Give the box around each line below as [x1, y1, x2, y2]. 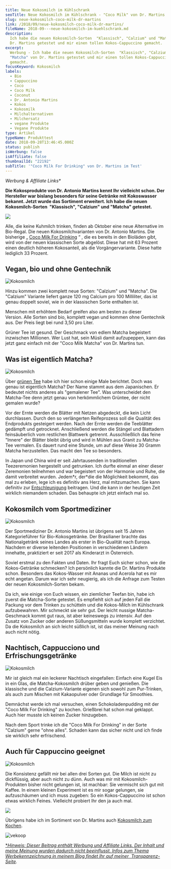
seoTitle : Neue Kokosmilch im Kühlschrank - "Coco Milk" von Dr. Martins [5, 12, 165, 17]
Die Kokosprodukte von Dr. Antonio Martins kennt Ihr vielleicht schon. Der [5, 187, 165, 193]
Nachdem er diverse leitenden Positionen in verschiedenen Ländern [5, 544, 148, 550]
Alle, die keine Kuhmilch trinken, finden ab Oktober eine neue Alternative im [5, 223, 164, 229]
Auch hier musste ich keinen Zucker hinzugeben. [5, 712, 108, 718]
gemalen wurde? [5, 400, 41, 406]
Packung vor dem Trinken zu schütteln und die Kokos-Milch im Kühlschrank [5, 601, 164, 608]
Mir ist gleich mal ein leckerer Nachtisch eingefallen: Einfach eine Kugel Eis [5, 675, 163, 681]
